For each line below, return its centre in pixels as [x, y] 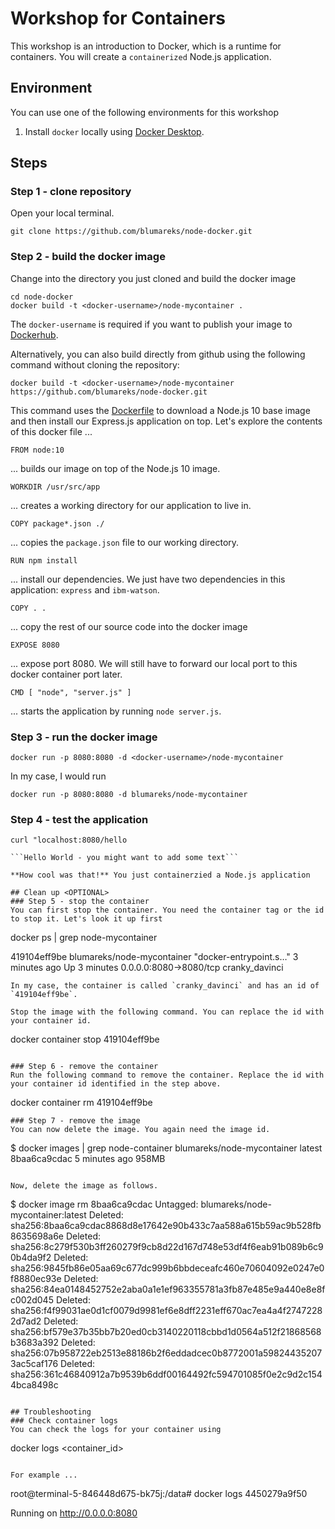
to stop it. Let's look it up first [86, 919]
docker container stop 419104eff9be [85, 1039]
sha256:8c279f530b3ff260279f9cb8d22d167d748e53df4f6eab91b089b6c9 [167, 1247]
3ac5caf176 [34, 1364]
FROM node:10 [37, 450]
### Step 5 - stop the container [80, 902]
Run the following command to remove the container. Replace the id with [167, 1075]
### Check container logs [64, 1421]
